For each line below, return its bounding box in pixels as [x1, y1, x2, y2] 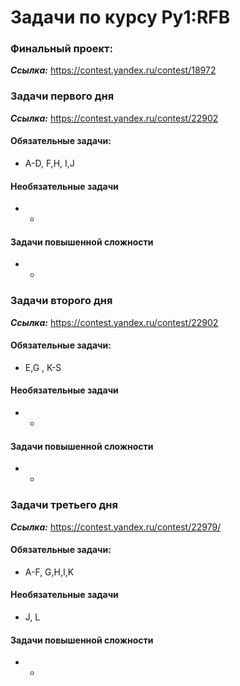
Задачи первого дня [10, 89, 115, 103]
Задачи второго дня [10, 294, 113, 308]
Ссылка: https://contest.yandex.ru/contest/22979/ [10, 521, 222, 533]
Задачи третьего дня [10, 498, 118, 512]
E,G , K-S [24, 361, 62, 373]
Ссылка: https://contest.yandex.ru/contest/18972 [10, 64, 217, 76]
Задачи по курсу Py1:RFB [10, 6, 231, 29]
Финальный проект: [10, 42, 113, 56]
